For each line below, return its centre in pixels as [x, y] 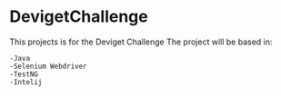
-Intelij [26, 82]
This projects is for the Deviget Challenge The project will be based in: [141, 42]
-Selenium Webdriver [49, 66]
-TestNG [24, 74]
